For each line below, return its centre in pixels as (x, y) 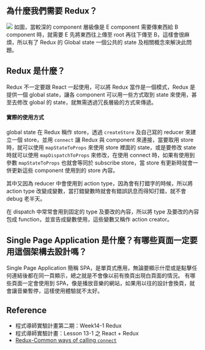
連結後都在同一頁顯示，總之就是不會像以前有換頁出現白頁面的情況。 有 (101, 275)
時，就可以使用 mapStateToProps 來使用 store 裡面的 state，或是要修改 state (101, 147)
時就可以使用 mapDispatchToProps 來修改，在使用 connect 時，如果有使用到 (101, 155)
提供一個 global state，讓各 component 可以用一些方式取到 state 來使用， (99, 94)
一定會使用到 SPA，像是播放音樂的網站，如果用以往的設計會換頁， (106, 283)
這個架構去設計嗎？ (50, 252)
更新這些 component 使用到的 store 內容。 (65, 170)
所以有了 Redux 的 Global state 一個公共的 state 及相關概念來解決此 (102, 42)
